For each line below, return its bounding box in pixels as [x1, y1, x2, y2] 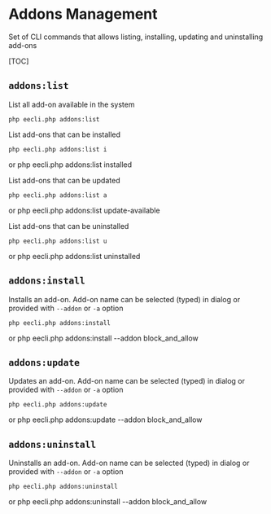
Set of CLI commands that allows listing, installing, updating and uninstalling [8, 32, 264, 42]
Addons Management [8, 5, 158, 24]
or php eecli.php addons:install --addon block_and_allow [8, 333, 199, 343]
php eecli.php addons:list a [8, 191, 107, 200]
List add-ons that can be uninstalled [8, 221, 129, 231]
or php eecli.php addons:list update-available [8, 205, 160, 215]
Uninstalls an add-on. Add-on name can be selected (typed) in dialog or [8, 458, 250, 468]
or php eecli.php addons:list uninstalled [8, 251, 141, 261]
